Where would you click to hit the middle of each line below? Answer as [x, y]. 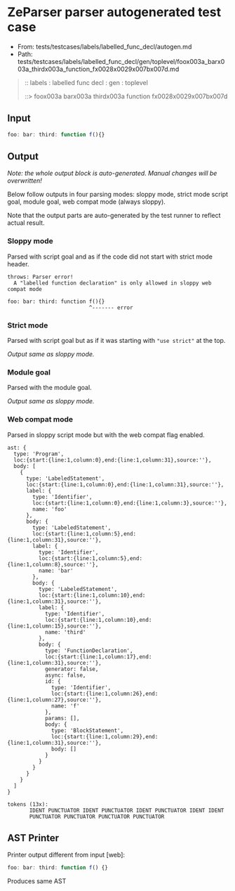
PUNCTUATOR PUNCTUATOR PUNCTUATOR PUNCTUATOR [97, 817]
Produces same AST [37, 881]
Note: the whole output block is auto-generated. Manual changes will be [112, 174]
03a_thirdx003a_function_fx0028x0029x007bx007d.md [98, 69]
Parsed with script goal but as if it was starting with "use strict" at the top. [116, 341]
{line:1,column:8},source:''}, [53, 564]
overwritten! [25, 181]
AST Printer [33, 838]
